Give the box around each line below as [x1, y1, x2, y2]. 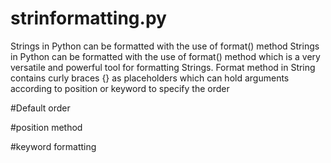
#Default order [10, 102, 71, 114]
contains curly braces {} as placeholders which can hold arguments [10, 72, 290, 84]
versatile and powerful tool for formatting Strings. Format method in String [10, 61, 316, 73]
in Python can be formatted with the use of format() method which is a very [10, 50, 321, 62]
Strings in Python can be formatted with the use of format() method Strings [10, 40, 320, 52]
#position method [10, 121, 83, 133]
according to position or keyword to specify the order [10, 82, 230, 94]
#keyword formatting [10, 140, 97, 152]
